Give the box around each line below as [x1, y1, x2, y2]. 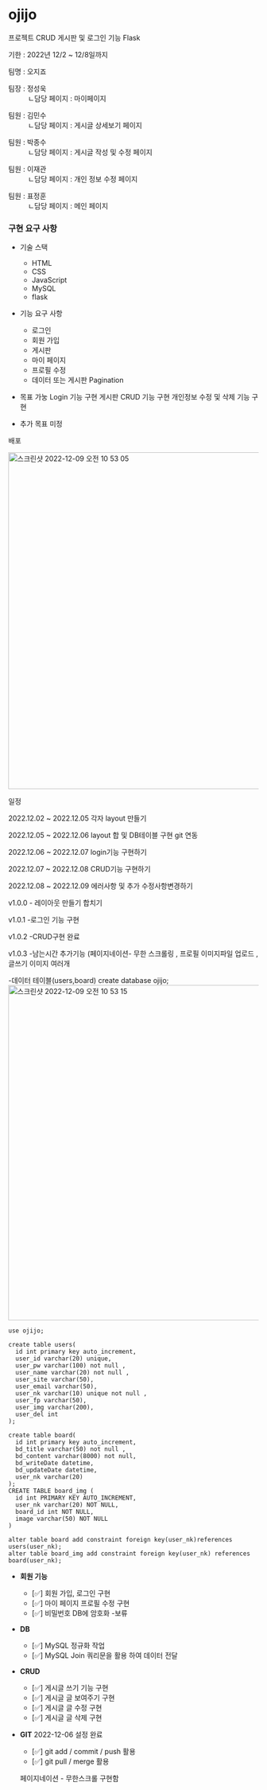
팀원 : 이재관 [8, 164, 47, 174]
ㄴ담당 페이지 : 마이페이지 [27, 93, 106, 103]
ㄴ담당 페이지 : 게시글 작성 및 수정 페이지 [27, 147, 153, 157]
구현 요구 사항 [8, 223, 58, 234]
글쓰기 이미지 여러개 [8, 959, 70, 969]
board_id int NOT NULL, [15, 1508, 94, 1516]
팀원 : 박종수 [8, 137, 47, 146]
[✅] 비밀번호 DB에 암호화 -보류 [31, 1609, 128, 1618]
